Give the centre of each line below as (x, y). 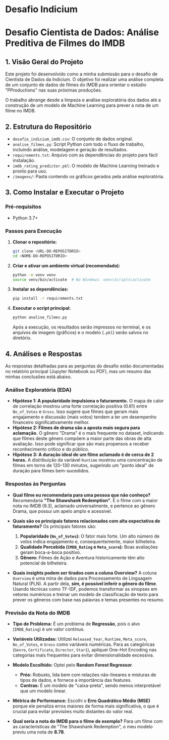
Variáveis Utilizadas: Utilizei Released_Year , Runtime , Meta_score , (80, 639)
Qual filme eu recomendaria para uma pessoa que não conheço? (81, 495)
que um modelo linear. (43, 691)
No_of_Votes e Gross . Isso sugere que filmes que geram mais (75, 412)
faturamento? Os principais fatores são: (54, 526)
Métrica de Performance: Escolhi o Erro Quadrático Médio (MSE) (81, 701)
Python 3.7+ (25, 218)
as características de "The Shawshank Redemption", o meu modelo (82, 726)
